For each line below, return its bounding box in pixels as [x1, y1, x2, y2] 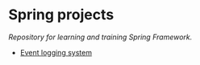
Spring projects [8, 6, 115, 24]
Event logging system [19, 47, 93, 57]
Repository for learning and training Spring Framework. [8, 32, 193, 42]
